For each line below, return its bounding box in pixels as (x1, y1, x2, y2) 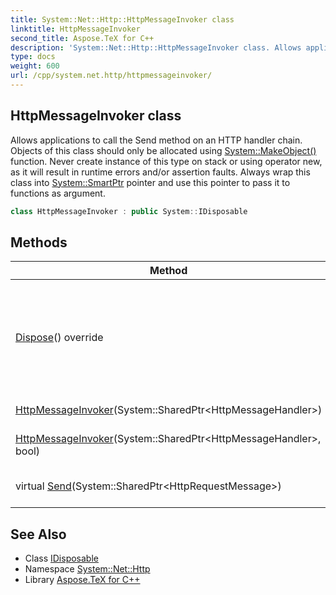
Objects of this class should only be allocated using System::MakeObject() (10, 144, 317, 156)
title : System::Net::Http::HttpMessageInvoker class (10, 14, 235, 25)
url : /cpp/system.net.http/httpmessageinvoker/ (10, 71, 213, 81)
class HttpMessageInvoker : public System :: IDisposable (10, 206, 248, 216)
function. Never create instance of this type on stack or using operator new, (10, 155, 323, 167)
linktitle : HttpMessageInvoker (10, 24, 141, 34)
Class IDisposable (24, 552, 99, 565)
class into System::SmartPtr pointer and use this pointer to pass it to (10, 176, 291, 188)
